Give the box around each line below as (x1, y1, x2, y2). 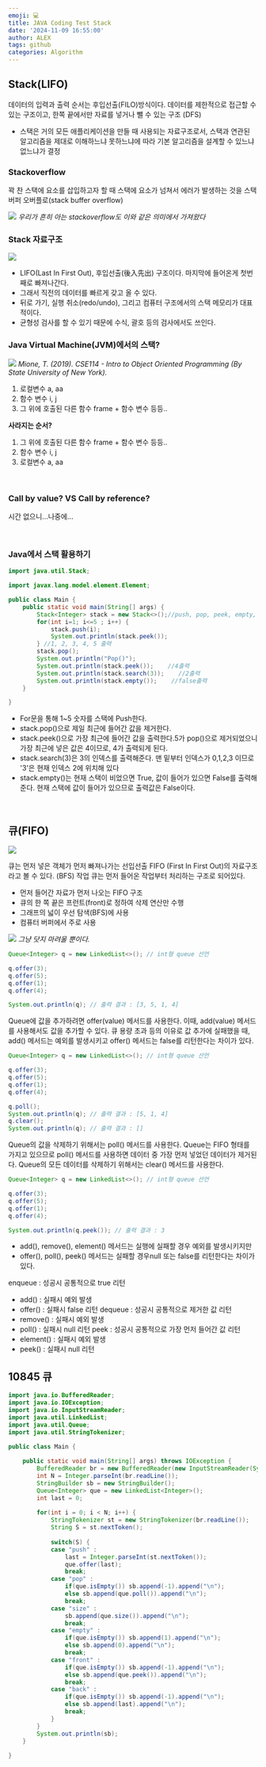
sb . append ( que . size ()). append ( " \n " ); (64, 1612, 190, 1620)
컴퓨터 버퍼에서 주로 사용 (19, 918, 97, 927)
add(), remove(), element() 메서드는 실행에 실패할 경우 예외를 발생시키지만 (19, 1241, 252, 1251)
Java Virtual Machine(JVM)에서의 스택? (8, 340, 161, 351)
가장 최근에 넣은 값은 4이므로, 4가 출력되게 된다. (19, 744, 169, 753)
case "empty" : (50, 1627, 101, 1635)
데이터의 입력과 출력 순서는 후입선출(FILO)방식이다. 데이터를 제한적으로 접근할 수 (8, 100, 257, 109)
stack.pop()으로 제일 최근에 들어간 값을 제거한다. (19, 724, 172, 733)
